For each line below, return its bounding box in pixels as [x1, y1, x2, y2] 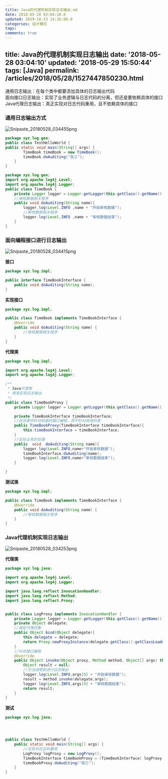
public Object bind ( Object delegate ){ [14, 630, 95, 635]
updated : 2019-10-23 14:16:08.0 [5, 17, 72, 22]
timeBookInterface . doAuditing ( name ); [23, 451, 101, 456]
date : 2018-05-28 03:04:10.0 [5, 12, 66, 17]
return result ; [23, 686, 55, 691]
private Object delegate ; [14, 621, 68, 626]
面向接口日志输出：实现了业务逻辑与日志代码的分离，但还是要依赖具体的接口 [5, 94, 163, 100]
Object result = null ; [23, 663, 70, 668]
